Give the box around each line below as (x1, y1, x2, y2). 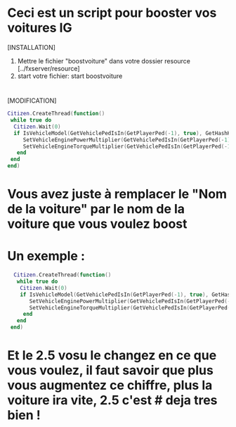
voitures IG (7, 20, 72, 36)
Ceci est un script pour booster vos (7, 5, 217, 21)
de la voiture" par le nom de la (7, 201, 185, 217)
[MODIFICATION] (7, 96, 57, 105)
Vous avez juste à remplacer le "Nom (7, 186, 227, 202)
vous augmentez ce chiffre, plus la (7, 378, 213, 393)
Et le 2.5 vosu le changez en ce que (7, 348, 217, 364)
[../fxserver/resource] (17, 64, 80, 72)
